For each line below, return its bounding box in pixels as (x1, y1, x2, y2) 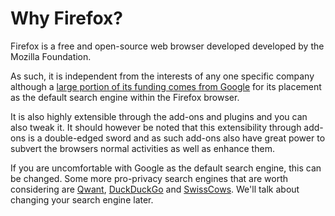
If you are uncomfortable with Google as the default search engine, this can (10, 162, 322, 174)
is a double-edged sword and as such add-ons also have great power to (27, 132, 326, 144)
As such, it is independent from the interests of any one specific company (10, 70, 315, 82)
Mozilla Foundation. (10, 50, 92, 62)
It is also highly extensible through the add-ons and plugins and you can (10, 110, 308, 122)
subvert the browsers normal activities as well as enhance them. (10, 142, 275, 154)
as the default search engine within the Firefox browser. (10, 91, 240, 103)
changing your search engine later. (10, 193, 154, 206)
